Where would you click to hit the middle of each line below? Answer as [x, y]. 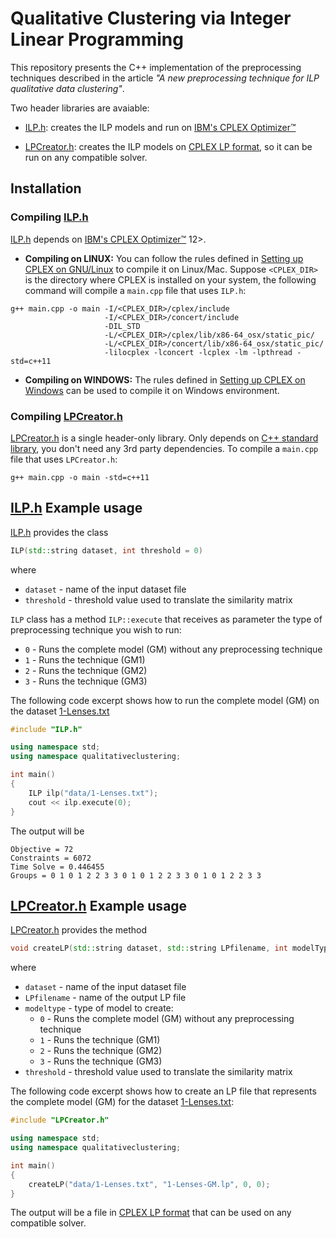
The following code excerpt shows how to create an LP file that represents [163, 1091]
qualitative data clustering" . [67, 88]
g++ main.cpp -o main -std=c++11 [80, 477]
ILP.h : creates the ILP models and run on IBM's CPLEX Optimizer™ [160, 127]
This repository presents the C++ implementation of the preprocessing [156, 67]
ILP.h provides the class [59, 532]
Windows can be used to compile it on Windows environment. [152, 390]
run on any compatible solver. [86, 157]
